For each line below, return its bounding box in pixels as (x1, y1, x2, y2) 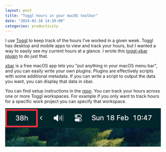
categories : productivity (5, 24, 58, 29)
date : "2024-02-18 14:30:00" (5, 18, 65, 23)
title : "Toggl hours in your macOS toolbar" (5, 13, 98, 18)
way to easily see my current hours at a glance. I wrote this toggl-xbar (5, 48, 148, 54)
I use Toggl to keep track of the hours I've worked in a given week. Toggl (5, 37, 153, 44)
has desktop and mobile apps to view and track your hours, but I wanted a (5, 43, 156, 49)
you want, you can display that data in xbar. (5, 79, 94, 85)
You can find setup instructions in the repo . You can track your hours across (5, 88, 161, 94)
